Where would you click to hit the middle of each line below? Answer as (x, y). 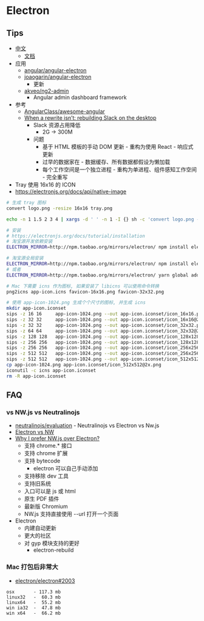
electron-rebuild (53, 550)
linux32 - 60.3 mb (34, 597)
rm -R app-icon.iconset (36, 376)
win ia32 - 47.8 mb (34, 608)
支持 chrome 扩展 (46, 453)
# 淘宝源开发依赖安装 (29, 242)
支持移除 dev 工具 (46, 476)
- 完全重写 (55, 177)
